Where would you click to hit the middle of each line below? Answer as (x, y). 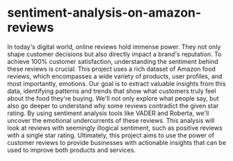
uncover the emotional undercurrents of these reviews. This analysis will (111, 120)
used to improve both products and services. (72, 150)
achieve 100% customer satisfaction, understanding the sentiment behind (113, 61)
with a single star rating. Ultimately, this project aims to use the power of (111, 135)
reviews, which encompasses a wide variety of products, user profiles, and (115, 76)
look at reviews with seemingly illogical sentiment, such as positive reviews (115, 128)
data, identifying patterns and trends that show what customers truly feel (112, 91)
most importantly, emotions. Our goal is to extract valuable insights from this (116, 83)
